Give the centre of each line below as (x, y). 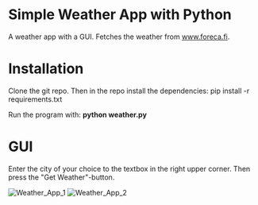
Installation (46, 69)
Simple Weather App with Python (120, 15)
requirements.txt (35, 99)
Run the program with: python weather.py (77, 114)
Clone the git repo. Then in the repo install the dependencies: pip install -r (129, 91)
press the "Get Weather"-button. (62, 177)
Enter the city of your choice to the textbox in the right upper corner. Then (129, 168)
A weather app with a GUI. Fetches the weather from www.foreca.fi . (119, 37)
